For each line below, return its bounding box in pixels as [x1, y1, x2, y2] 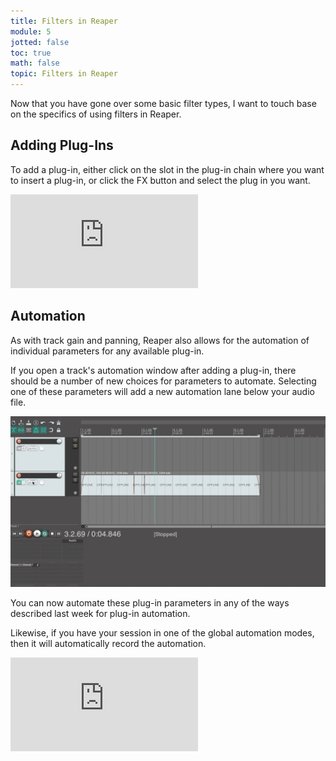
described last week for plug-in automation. [10, 608, 191, 620]
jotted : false [10, 37, 70, 47]
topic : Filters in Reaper [10, 69, 118, 79]
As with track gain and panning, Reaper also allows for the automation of [10, 334, 310, 346]
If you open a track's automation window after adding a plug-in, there [10, 364, 297, 376]
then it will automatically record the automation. [10, 638, 207, 650]
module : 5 [10, 26, 52, 37]
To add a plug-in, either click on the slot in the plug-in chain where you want [10, 163, 325, 175]
